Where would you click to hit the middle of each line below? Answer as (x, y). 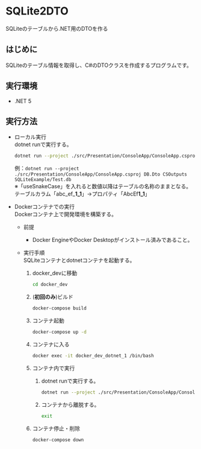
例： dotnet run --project (47, 168)
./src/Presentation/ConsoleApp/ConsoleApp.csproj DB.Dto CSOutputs (100, 174)
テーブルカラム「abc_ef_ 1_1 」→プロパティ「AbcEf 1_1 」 (82, 194)
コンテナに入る (51, 344)
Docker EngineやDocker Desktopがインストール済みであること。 (113, 240)
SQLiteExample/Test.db (43, 180)
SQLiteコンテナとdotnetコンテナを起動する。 (79, 260)
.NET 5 (23, 101)
